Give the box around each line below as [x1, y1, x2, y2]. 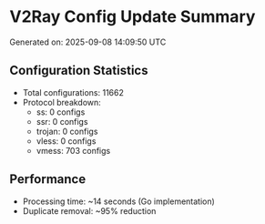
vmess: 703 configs [36, 145, 111, 156]
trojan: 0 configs [36, 126, 98, 137]
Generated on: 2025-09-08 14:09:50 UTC [9, 36, 167, 47]
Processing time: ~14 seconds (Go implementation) [22, 196, 216, 207]
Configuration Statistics [9, 63, 148, 78]
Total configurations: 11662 [22, 87, 125, 97]
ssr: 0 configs [36, 116, 88, 127]
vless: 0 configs [36, 135, 97, 147]
